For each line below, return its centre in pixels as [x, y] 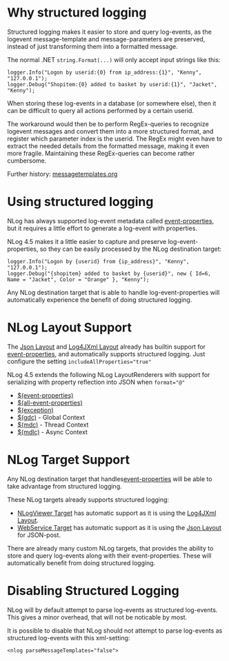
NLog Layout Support [70, 328]
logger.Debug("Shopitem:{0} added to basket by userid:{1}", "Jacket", [112, 84]
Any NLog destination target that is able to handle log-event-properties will [113, 292]
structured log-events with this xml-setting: [69, 638]
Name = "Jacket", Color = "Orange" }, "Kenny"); [78, 279]
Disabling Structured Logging [93, 590]
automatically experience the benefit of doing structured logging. [100, 299]
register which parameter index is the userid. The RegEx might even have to [115, 139]
